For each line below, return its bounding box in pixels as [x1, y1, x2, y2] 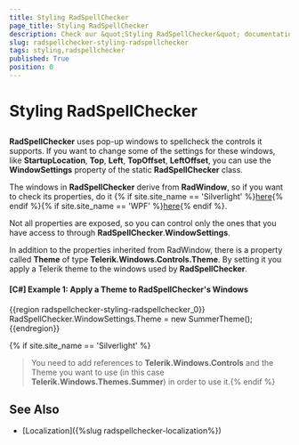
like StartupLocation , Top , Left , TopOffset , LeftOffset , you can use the [9, 155, 271, 166]
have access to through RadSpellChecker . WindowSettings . [9, 228, 231, 239]
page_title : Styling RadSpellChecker [9, 21, 149, 30]
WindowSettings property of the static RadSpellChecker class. [9, 165, 243, 175]
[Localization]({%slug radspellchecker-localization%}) [21, 425, 222, 436]
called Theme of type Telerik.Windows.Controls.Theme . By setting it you [9, 255, 282, 265]
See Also [9, 402, 60, 417]
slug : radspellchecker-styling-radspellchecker [9, 37, 190, 47]
